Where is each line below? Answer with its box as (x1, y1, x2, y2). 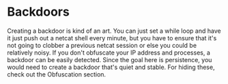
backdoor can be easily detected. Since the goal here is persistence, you (7, 55, 212, 64)
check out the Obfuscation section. (7, 70, 106, 79)
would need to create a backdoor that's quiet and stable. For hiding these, (7, 63, 215, 71)
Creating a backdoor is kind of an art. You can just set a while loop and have (7, 27, 221, 35)
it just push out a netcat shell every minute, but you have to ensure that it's (7, 33, 217, 42)
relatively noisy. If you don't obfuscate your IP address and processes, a (7, 48, 210, 57)
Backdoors (7, 4, 70, 20)
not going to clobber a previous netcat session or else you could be (7, 41, 197, 49)
